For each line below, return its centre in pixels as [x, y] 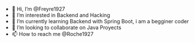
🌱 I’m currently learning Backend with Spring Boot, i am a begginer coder [100, 21]
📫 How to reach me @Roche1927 [52, 34]
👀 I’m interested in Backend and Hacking [61, 15]
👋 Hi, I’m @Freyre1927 [38, 9]
